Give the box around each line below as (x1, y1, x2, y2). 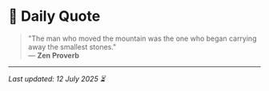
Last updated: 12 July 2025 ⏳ (8, 73, 106, 83)
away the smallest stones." (27, 42, 117, 51)
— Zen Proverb (27, 50, 80, 60)
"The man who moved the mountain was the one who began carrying (27, 34, 257, 43)
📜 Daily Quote (8, 7, 101, 26)
